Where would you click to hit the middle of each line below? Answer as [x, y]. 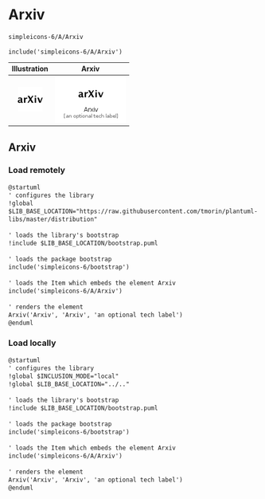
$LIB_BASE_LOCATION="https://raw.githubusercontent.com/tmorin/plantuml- [133, 211]
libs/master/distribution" [53, 219]
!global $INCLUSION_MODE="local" [64, 376]
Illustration [30, 69]
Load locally [32, 343]
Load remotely [37, 170]
